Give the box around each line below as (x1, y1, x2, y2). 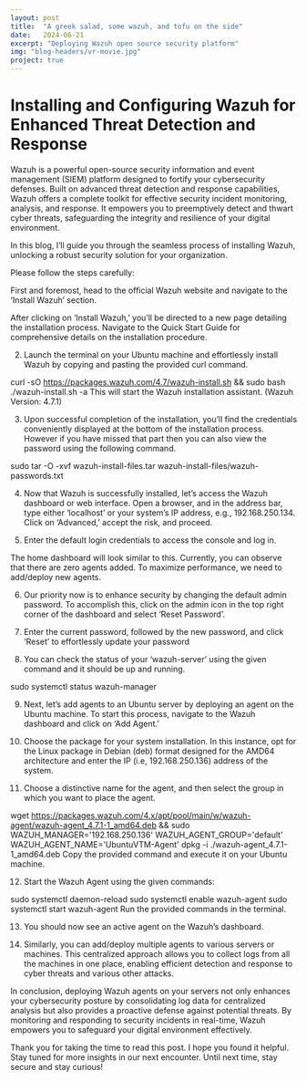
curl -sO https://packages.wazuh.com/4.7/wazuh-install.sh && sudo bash (10, 376, 286, 388)
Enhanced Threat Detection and (10, 115, 256, 135)
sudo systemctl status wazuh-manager (10, 681, 158, 691)
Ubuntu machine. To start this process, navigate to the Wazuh (23, 708, 256, 719)
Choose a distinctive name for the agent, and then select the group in (23, 782, 284, 794)
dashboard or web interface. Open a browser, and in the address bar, (23, 497, 283, 508)
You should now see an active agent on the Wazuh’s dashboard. (23, 920, 264, 931)
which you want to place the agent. (23, 792, 156, 803)
